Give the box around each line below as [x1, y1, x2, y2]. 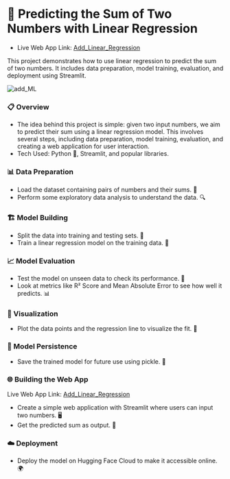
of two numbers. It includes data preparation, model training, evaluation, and [7, 64, 224, 72]
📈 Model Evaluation [7, 256, 76, 266]
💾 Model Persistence [7, 342, 78, 351]
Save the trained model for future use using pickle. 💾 [16, 357, 166, 366]
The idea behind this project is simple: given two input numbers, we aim [16, 120, 221, 129]
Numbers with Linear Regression [7, 21, 198, 36]
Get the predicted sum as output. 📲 [16, 421, 117, 430]
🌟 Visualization [7, 309, 58, 318]
